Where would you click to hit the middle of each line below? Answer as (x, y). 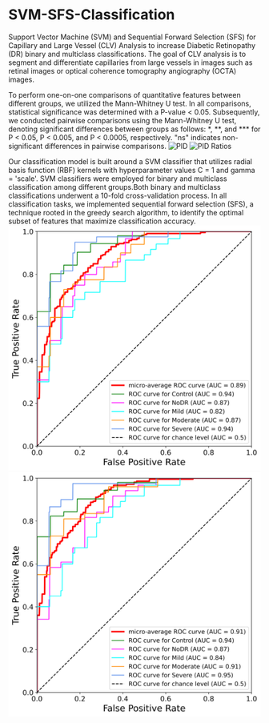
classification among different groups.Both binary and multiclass (115, 187)
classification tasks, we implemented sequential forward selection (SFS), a (131, 204)
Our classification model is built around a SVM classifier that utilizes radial (130, 161)
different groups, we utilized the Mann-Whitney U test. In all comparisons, (130, 103)
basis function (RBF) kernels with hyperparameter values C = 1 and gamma (132, 170)
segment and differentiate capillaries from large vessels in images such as (130, 62)
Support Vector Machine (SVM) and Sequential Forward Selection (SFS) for (132, 37)
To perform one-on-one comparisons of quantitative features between (125, 94)
